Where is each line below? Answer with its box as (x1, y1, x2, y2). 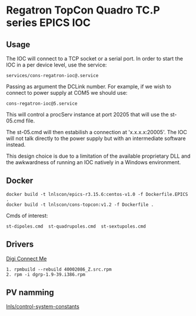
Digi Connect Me (6, 255, 47, 262)
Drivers (6, 240, 34, 250)
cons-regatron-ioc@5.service (6, 101, 78, 107)
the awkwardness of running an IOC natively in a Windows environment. (6, 159, 181, 165)
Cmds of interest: (6, 212, 48, 219)
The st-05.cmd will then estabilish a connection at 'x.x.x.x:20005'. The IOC (6, 129, 187, 135)
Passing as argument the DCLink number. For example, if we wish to (6, 83, 172, 90)
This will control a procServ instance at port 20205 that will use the (6, 111, 169, 118)
